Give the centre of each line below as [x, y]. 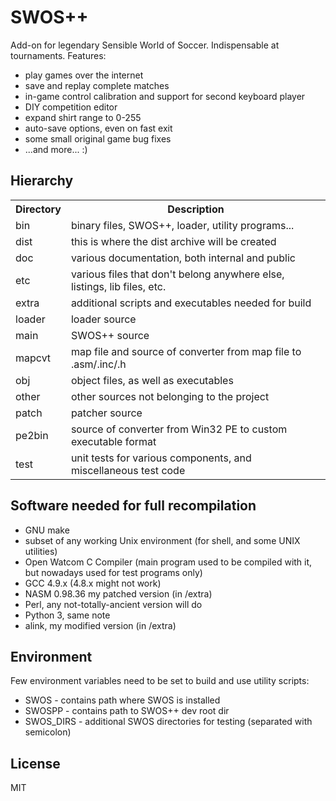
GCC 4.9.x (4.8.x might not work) [93, 583]
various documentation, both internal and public [183, 258]
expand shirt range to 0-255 [83, 117]
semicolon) [48, 732]
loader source [103, 319]
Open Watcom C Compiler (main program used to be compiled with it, [168, 562]
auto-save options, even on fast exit [98, 128]
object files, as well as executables [152, 380]
